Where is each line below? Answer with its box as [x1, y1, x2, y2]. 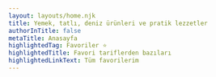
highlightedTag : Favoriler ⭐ [8, 42, 108, 50]
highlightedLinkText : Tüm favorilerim [8, 57, 139, 65]
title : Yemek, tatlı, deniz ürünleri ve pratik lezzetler [8, 19, 208, 27]
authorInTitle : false [8, 26, 82, 34]
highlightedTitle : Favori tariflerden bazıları [8, 49, 172, 57]
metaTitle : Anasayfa [8, 34, 78, 43]
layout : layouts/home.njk [8, 11, 95, 20]
